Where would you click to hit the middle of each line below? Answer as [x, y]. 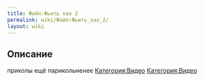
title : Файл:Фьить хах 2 [43, 13]
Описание [30, 54]
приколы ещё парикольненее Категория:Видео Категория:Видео [102, 71]
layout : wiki [26, 26]
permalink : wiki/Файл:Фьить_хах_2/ [58, 20]
